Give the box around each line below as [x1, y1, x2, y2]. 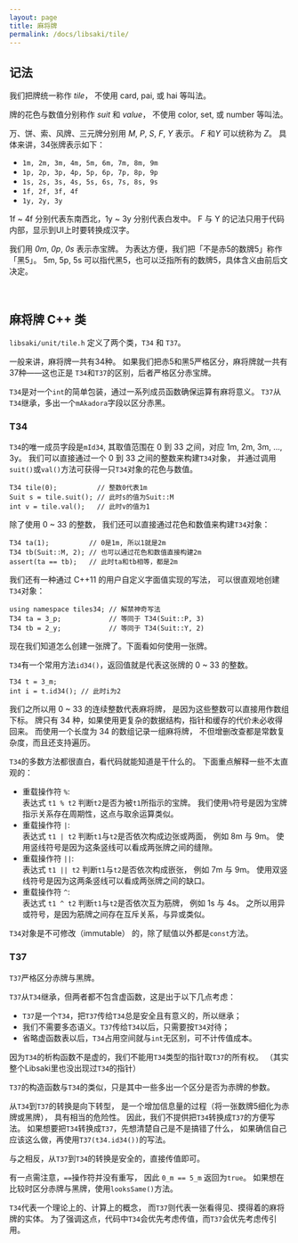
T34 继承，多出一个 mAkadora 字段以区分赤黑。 [9, 398, 171, 408]
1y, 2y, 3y [21, 197, 63, 206]
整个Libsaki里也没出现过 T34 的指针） [9, 1063, 141, 1073]
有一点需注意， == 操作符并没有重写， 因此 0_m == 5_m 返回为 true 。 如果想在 [9, 1172, 285, 1182]
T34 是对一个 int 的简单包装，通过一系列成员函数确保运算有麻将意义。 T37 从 [9, 386, 282, 397]
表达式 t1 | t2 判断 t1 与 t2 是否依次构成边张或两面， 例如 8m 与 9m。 [21, 831, 275, 841]
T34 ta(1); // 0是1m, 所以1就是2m [9, 539, 166, 548]
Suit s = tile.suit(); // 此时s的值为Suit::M [9, 493, 174, 502]
